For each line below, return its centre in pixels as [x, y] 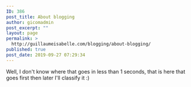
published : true [26, 50]
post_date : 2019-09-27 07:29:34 [46, 55]
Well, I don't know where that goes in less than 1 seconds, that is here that [96, 71]
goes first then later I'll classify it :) [48, 78]
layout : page [22, 33]
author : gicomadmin [30, 22]
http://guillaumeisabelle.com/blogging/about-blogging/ [81, 44]
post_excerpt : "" [27, 28]
